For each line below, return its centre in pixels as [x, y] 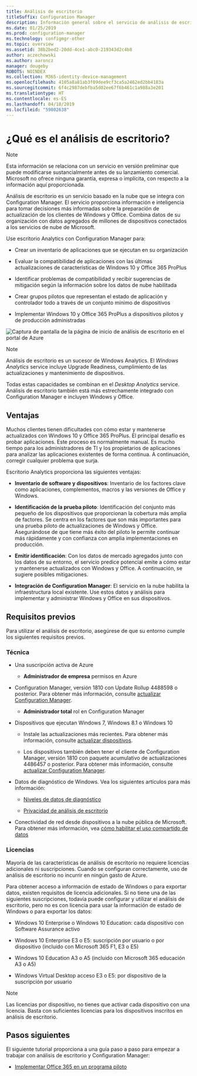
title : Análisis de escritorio [44, 11]
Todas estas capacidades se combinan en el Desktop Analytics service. [93, 384]
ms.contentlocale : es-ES [36, 98]
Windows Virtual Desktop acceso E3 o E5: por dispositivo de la [90, 975]
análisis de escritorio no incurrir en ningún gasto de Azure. [77, 875]
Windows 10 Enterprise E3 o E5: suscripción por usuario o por [89, 940]
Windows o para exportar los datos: [49, 911]
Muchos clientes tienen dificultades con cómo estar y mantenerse [86, 430]
